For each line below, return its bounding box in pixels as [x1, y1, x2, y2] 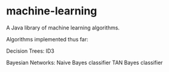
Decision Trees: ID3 [6, 47, 55, 55]
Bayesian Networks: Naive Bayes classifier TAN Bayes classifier [6, 59, 163, 66]
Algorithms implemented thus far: [6, 35, 88, 43]
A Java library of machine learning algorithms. [6, 24, 120, 31]
